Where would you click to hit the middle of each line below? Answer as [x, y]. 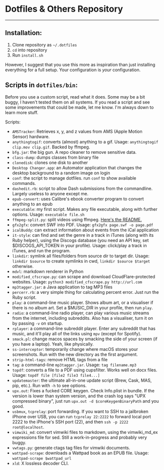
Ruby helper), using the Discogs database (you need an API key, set [80, 240]
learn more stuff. [22, 112]
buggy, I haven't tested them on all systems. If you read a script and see [78, 102]
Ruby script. [24, 297]
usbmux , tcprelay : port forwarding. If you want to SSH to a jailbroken [80, 411]
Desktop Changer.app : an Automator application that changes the [77, 167]
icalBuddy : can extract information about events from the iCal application [85, 230]
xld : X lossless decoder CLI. [41, 463]
